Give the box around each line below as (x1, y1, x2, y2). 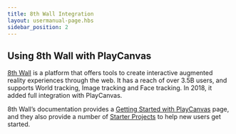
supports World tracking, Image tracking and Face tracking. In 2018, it (7, 84, 212, 92)
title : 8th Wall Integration (7, 10, 94, 18)
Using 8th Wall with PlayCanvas (7, 50, 152, 62)
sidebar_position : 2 (7, 23, 69, 30)
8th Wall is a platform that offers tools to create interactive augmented (7, 69, 213, 77)
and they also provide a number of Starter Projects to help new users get (7, 113, 221, 121)
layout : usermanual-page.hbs (7, 17, 94, 24)
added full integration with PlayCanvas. (7, 91, 123, 100)
